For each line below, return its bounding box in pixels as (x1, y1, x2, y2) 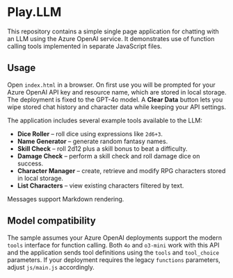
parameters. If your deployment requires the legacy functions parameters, (7, 255, 220, 264)
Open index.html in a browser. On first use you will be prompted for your (7, 81, 216, 89)
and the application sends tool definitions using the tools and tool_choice (7, 248, 220, 256)
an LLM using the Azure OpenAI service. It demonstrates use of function (7, 34, 215, 42)
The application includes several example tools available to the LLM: (7, 116, 203, 124)
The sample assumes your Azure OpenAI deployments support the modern (7, 234, 223, 242)
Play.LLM (7, 4, 62, 20)
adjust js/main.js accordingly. (7, 263, 95, 271)
